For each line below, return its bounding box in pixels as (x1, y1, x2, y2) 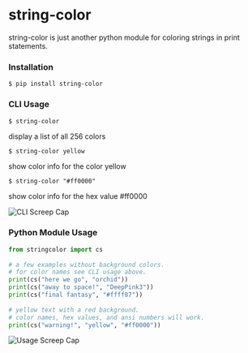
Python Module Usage (8, 227, 98, 239)
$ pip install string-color (8, 80, 104, 88)
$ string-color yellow (8, 147, 85, 155)
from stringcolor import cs (8, 245, 104, 253)
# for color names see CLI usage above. (8, 268, 148, 277)
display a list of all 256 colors (8, 131, 106, 141)
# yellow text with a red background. (8, 306, 139, 314)
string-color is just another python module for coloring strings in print (8, 32, 241, 42)
